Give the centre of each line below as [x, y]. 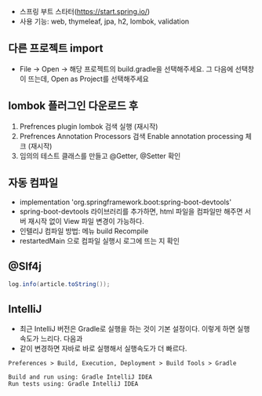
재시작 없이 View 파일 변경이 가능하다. [86, 222]
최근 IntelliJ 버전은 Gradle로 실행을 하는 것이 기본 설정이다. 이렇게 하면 [127, 328]
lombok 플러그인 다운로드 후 [73, 106]
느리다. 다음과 [62, 338]
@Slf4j [25, 266]
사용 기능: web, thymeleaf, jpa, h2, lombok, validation [104, 21]
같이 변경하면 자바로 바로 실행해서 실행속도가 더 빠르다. [103, 348]
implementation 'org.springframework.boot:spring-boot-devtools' [126, 202]
